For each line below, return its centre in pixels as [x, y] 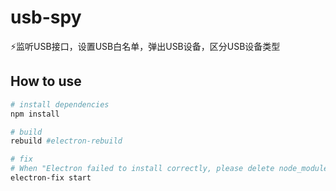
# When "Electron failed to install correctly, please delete [142, 169]
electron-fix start [51, 178]
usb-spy [46, 17]
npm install [35, 114]
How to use [46, 81]
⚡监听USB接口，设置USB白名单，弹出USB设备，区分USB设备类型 [145, 46]
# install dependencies [60, 104]
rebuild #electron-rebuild [66, 141]
